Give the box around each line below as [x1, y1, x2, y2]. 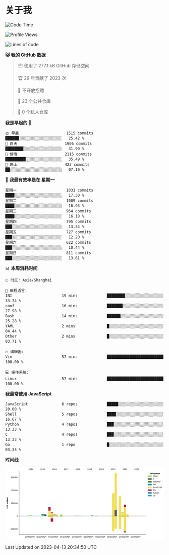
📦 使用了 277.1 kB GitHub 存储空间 [17, 62, 90, 68]
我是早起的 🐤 [5, 120, 32, 126]
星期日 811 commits [5, 250, 91, 255]
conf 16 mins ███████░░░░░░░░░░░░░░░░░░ [5, 303, 164, 308]
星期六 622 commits [5, 240, 91, 245]
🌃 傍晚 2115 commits [5, 152, 92, 157]
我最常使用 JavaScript [5, 391, 52, 397]
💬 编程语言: [5, 288, 28, 293]
